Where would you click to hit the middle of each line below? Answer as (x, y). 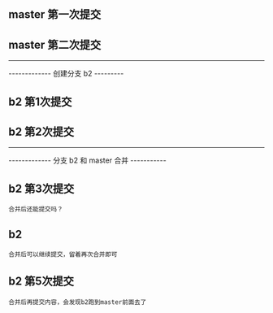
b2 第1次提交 (40, 101)
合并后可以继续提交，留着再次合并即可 (63, 254)
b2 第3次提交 (41, 188)
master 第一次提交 (55, 15)
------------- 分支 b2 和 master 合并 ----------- (87, 160)
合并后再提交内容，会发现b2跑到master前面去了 (78, 302)
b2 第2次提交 (41, 131)
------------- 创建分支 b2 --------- (66, 74)
